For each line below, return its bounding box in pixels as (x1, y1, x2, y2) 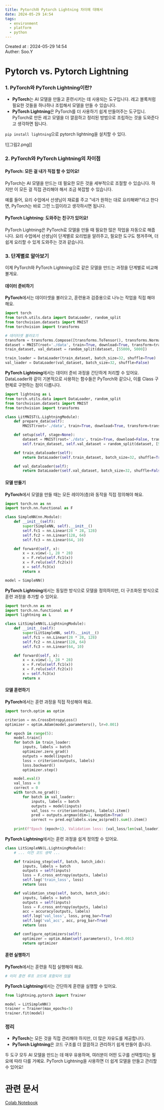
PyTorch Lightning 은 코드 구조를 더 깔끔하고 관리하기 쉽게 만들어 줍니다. (12, 1041, 152, 1048)
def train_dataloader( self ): (14, 450, 73, 455)
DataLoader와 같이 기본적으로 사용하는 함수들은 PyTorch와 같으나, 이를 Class (5, 376, 154, 382)
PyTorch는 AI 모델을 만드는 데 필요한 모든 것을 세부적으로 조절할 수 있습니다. (5, 180, 150, 186)
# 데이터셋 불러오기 (5, 333, 39, 338)
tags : (5, 16, 16, 21)
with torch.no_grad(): (14, 790, 60, 795)
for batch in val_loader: (22, 794, 76, 799)
